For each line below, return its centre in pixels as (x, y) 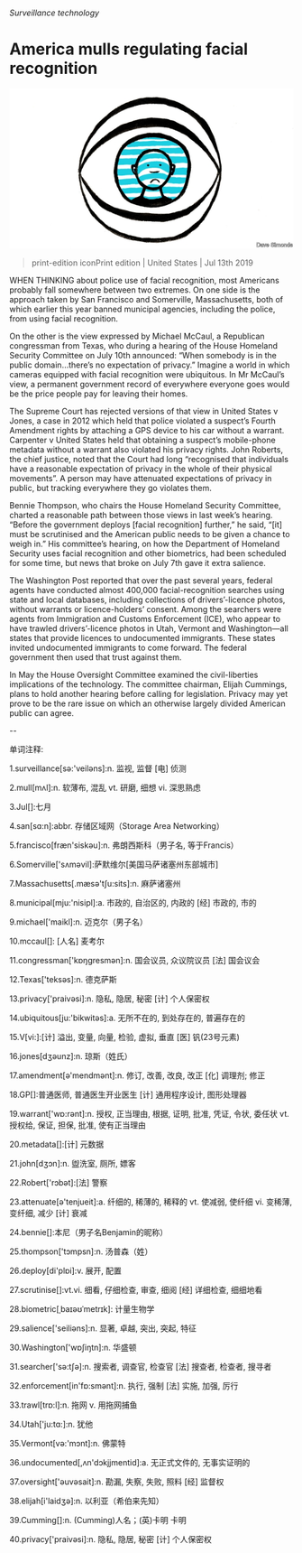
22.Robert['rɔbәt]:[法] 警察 (59, 1183)
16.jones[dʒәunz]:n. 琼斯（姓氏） (71, 1056)
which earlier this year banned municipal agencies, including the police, (142, 309)
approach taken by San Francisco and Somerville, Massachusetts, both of (146, 300)
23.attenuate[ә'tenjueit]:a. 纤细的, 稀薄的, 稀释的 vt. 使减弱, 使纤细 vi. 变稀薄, (151, 1202)
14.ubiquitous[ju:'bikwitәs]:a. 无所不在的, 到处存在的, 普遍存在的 (128, 1018)
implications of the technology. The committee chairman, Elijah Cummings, (148, 684)
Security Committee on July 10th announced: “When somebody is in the (143, 356)
